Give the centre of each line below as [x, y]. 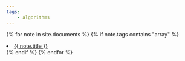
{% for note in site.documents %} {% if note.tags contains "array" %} [93, 34]
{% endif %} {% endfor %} [40, 52]
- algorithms [34, 17]
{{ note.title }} [31, 46]
